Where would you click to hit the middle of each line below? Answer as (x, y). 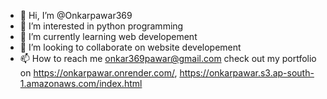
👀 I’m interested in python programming (101, 26)
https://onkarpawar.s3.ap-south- (247, 73)
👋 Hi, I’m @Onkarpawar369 (76, 15)
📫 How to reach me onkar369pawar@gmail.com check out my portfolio (168, 58)
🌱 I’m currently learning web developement (108, 36)
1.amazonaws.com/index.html (81, 83)
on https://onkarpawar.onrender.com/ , (98, 73)
